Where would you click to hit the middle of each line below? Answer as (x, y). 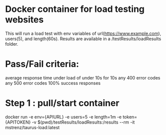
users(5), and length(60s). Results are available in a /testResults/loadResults (83, 39)
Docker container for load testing (75, 9)
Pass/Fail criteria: (42, 64)
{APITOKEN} (18, 122)
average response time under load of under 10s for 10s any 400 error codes (83, 77)
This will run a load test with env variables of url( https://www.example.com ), (83, 33)
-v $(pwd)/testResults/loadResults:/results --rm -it (83, 122)
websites (24, 20)
